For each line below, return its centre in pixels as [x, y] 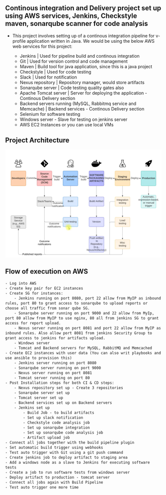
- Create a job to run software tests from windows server [68, 473]
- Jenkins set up [32, 408]
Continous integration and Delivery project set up [83, 8]
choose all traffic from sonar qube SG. [48, 308]
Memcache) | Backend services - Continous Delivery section [82, 108]
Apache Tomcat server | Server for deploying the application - [83, 93]
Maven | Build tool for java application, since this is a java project [86, 66]
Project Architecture [37, 141]
